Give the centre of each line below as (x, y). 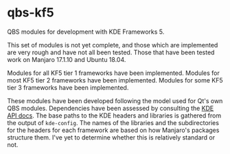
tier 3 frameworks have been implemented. (68, 87)
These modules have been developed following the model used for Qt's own (115, 100)
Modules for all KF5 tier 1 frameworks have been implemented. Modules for (113, 73)
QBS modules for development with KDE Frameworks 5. (86, 32)
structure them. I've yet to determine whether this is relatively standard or (111, 137)
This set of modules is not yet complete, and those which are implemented (113, 45)
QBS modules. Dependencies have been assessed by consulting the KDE (111, 108)
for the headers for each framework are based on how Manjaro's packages (113, 130)
